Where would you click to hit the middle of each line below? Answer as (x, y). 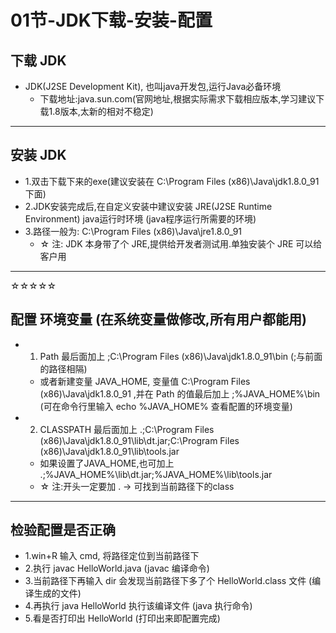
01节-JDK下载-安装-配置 (111, 20)
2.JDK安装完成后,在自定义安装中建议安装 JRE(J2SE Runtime (148, 206)
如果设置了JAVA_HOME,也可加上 (107, 463)
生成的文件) (57, 593)
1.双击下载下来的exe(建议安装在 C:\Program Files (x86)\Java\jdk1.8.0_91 (172, 181)
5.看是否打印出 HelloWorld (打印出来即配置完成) (122, 618)
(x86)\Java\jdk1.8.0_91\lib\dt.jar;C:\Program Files (139, 440)
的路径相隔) (63, 368)
